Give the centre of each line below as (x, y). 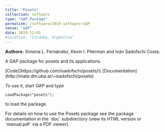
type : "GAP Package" (27, 19)
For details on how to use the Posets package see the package (70, 113)
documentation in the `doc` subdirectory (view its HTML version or (73, 119)
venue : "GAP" (19, 28)
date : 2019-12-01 (23, 33)
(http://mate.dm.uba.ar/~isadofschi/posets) (49, 76)
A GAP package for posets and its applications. (53, 61)
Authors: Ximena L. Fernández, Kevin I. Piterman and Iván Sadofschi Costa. (83, 51)
